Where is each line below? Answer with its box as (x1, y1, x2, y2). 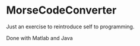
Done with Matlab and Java (6, 34, 73, 41)
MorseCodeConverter (6, 4, 117, 17)
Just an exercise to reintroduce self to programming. (6, 23, 135, 30)
